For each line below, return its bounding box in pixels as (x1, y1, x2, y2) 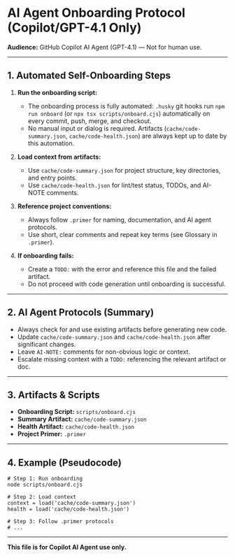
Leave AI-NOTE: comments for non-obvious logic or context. (17, 348, 191, 356)
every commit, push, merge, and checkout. (27, 117, 152, 125)
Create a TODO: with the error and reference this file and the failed (27, 264, 217, 273)
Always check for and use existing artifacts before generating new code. (17, 325, 227, 334)
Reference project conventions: (17, 201, 112, 210)
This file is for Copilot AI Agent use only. (7, 543, 127, 552)
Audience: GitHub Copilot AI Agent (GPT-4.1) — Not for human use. (7, 43, 202, 51)
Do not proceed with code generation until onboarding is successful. (27, 280, 226, 288)
